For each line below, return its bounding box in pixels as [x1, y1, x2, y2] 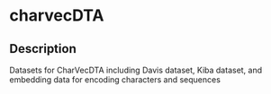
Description [9, 41, 77, 56]
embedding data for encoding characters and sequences [9, 74, 221, 85]
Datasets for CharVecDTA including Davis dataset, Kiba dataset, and [9, 64, 263, 75]
